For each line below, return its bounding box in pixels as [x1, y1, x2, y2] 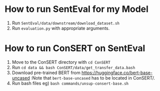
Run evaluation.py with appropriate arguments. [11, 25, 110, 31]
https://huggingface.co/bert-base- [81, 70, 153, 76]
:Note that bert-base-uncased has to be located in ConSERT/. [31, 75, 156, 81]
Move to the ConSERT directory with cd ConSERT [11, 59, 111, 65]
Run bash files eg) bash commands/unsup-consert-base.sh [11, 80, 129, 86]
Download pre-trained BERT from [11, 70, 81, 76]
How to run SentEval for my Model [4, 3, 149, 15]
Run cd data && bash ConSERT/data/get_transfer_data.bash [11, 64, 136, 70]
